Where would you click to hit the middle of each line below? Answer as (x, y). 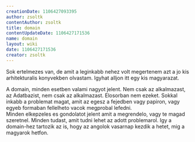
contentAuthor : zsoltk (34, 22)
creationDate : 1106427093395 (41, 11)
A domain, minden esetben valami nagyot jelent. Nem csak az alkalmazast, (96, 89)
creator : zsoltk (26, 55)
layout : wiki (22, 44)
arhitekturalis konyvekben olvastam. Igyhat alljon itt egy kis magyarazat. (93, 78)
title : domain (23, 28)
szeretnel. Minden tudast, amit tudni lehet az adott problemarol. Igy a (89, 120)
